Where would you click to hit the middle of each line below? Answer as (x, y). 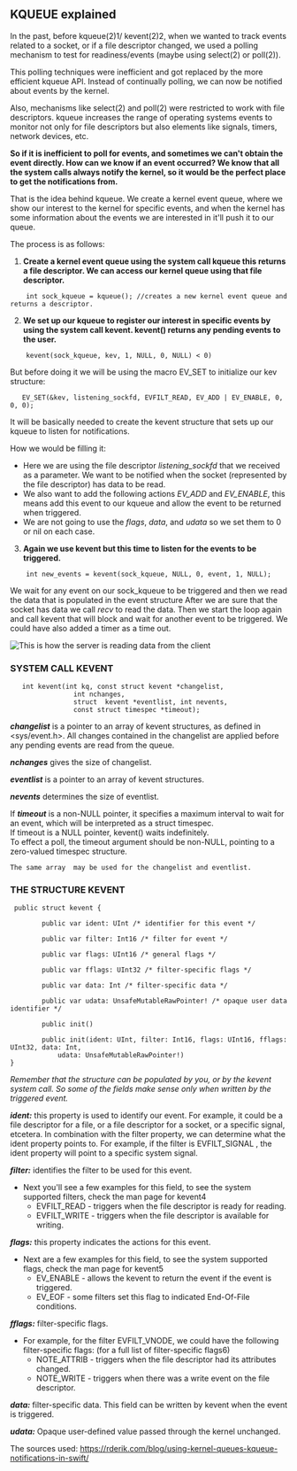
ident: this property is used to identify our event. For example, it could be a (147, 1116)
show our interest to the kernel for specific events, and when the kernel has (148, 208)
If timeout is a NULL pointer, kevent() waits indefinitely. (110, 832)
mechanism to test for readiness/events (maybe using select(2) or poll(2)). (145, 54)
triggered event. (39, 1098)
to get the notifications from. (64, 182)
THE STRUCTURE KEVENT (68, 890)
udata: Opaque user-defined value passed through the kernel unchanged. (145, 1432)
